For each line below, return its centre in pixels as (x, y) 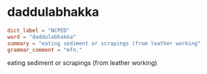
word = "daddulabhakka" (42, 37)
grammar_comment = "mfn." (45, 50)
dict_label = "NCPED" (39, 30)
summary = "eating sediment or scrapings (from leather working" (104, 43)
